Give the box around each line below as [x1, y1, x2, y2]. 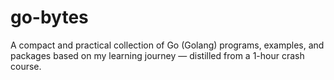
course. [10, 60, 42, 72]
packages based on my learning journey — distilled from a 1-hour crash [10, 49, 305, 61]
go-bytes [10, 6, 89, 29]
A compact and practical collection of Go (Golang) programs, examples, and [10, 39, 325, 51]
